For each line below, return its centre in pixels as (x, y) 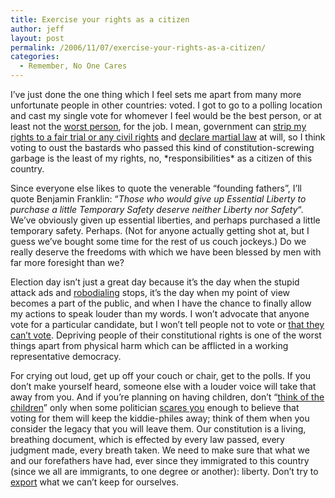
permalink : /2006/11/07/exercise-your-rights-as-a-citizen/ (138, 47)
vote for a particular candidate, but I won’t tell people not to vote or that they (167, 324)
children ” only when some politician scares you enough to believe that (155, 407)
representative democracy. (66, 356)
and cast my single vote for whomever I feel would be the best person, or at (166, 115)
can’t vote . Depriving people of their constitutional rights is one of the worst (166, 335)
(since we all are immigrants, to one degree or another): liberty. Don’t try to (164, 471)
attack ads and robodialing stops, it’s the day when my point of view (150, 292)
